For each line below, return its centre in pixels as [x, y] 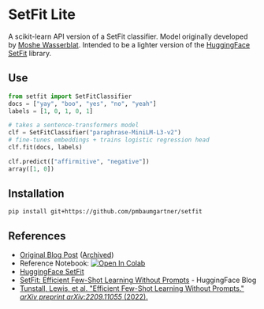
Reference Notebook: [54, 263]
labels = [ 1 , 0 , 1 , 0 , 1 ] [50, 111]
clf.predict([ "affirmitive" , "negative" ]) [79, 161]
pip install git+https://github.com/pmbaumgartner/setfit [105, 212]
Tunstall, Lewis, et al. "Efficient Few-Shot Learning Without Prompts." [132, 288]
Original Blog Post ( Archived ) [67, 255]
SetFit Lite [42, 15]
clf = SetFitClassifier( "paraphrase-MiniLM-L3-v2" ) [95, 133]
